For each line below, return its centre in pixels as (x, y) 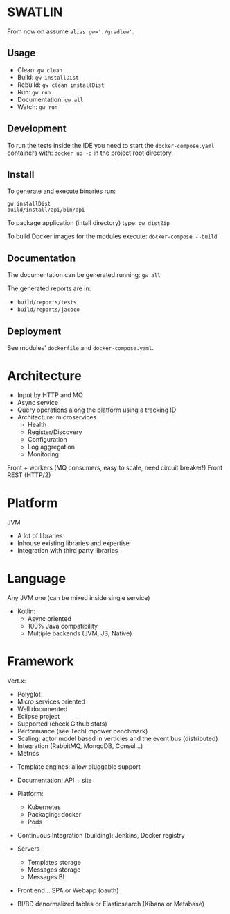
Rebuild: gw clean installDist (61, 85)
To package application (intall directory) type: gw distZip (88, 223)
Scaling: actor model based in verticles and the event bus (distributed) (117, 738)
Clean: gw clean (40, 69)
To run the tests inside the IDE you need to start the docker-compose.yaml (111, 145)
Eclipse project (38, 716)
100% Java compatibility (63, 626)
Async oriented (49, 618)
